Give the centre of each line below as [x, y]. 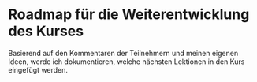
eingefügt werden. [38, 69]
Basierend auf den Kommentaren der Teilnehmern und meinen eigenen [123, 53]
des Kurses [46, 31]
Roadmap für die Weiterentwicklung [129, 15]
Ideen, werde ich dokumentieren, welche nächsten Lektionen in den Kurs [127, 61]
